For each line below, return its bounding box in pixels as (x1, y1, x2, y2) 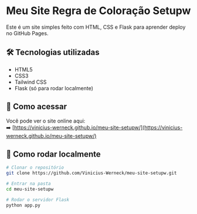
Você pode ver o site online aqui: (6, 117, 86, 124)
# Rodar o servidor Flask (6, 196, 69, 203)
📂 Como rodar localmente (6, 149, 101, 159)
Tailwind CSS (14, 78, 47, 86)
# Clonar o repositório (6, 165, 64, 171)
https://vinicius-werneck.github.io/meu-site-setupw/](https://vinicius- (13, 124, 183, 131)
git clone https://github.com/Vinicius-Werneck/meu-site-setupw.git (6, 170, 177, 176)
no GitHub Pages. (6, 29, 49, 36)
